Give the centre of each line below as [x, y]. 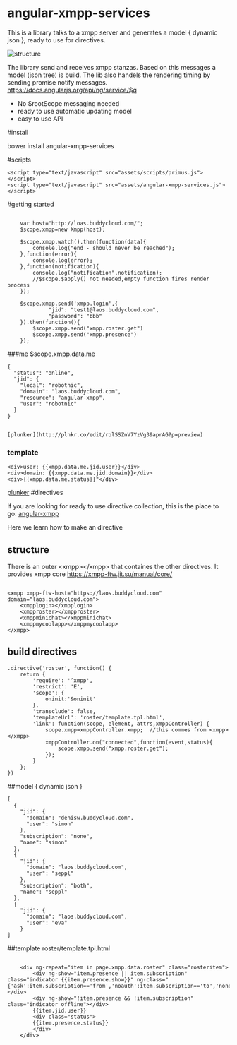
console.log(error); [63, 260]
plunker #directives [35, 493]
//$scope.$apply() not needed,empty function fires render [121, 279]
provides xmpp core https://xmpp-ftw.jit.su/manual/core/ [90, 574]
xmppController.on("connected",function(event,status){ [129, 742]
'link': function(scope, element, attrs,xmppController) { [121, 724]
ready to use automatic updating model [74, 111]
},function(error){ [49, 254]
